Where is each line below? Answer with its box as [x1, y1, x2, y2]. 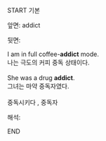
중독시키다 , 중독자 [7, 98, 58, 107]
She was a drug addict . [7, 74, 75, 82]
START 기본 [7, 6, 41, 14]
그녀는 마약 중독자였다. [7, 82, 69, 90]
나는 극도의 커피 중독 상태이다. [7, 58, 90, 67]
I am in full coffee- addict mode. [7, 50, 100, 58]
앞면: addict [7, 21, 41, 29]
